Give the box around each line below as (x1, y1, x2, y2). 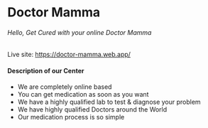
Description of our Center (7, 66, 84, 75)
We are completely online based (17, 82, 112, 91)
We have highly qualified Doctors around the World (17, 105, 168, 114)
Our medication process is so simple (17, 112, 125, 121)
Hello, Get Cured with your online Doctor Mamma (7, 28, 152, 36)
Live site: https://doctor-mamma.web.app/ (7, 50, 131, 59)
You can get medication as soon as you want (17, 90, 149, 98)
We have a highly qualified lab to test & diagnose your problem (17, 97, 201, 106)
